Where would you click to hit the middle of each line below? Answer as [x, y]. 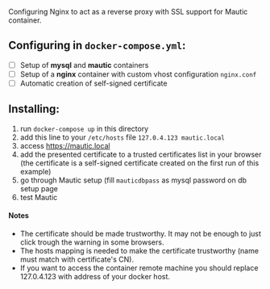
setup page [39, 188]
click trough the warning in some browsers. [92, 242]
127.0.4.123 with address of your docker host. [95, 277]
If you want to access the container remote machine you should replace [139, 268]
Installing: [34, 109]
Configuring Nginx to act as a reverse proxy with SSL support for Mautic [128, 12]
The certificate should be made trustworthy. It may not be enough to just [141, 234]
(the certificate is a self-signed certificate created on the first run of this [139, 163]
